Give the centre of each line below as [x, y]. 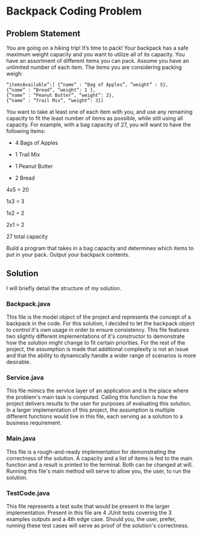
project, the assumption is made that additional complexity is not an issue [97, 349]
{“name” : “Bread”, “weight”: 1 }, [51, 90]
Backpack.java [28, 303]
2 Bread [25, 178]
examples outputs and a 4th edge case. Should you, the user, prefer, [91, 519]
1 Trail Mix [27, 154]
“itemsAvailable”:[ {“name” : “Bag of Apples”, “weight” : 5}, [87, 85]
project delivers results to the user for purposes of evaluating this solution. [99, 404]
